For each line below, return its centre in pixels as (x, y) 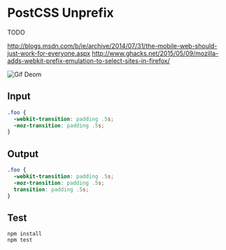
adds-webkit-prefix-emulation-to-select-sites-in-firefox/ (89, 60)
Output (23, 154)
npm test (20, 240)
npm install (24, 234)
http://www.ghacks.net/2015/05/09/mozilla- (155, 53)
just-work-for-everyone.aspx (49, 53)
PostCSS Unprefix (61, 13)
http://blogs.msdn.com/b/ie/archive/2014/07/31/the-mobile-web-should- (112, 46)
